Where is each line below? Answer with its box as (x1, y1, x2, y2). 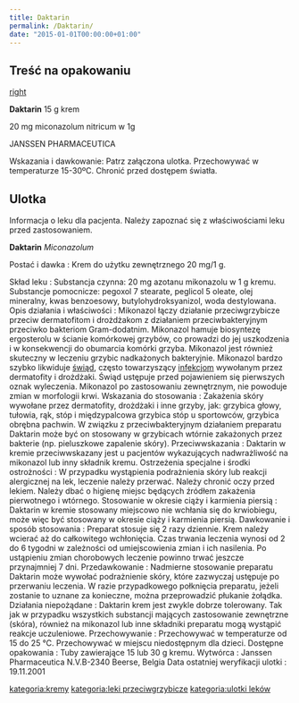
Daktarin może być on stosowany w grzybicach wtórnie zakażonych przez (9, 428, 283, 439)
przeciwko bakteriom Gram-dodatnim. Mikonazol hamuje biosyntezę (9, 324, 261, 335)
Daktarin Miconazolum (9, 242, 95, 252)
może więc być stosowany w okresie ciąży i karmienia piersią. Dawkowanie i (9, 514, 291, 524)
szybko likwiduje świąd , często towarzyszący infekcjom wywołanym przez (9, 362, 283, 372)
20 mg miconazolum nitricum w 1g (9, 122, 136, 132)
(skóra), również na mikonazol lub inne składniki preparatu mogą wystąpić (9, 619, 282, 629)
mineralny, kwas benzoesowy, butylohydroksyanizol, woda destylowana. (9, 296, 277, 306)
